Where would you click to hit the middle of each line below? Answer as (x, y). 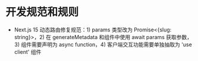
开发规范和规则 (42, 12)
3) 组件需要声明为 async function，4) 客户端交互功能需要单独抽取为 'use (103, 44)
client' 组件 (28, 52)
